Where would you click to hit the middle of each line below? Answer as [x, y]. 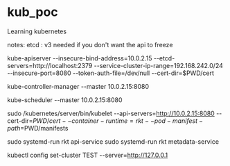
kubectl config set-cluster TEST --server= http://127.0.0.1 [88, 155]
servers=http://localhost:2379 [50, 65]
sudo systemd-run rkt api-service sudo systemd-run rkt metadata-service [113, 141]
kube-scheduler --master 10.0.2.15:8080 [65, 100]
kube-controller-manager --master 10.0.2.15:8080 [78, 86]
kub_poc [33, 12]
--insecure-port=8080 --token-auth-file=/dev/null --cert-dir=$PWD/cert [111, 73]
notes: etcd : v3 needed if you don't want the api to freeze [90, 44]
